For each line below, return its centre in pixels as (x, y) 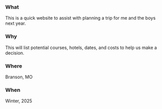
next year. (16, 23)
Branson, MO (19, 77)
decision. (15, 53)
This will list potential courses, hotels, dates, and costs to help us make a (81, 47)
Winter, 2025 (19, 101)
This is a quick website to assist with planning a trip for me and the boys (80, 18)
